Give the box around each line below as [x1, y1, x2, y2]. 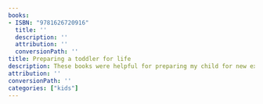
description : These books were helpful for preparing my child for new [8, 63, 247, 70]
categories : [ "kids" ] [8, 84, 79, 92]
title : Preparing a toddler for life [8, 56, 131, 63]
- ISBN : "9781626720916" [8, 19, 89, 27]
